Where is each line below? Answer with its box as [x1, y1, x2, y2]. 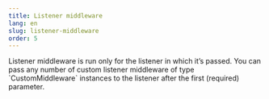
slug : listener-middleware [8, 27, 99, 35]
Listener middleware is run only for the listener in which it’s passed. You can [8, 56, 261, 66]
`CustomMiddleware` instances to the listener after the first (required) [8, 73, 240, 83]
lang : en [8, 19, 38, 27]
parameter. [8, 82, 45, 92]
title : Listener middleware [8, 11, 103, 20]
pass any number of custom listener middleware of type [8, 65, 195, 75]
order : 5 [8, 34, 38, 43]
